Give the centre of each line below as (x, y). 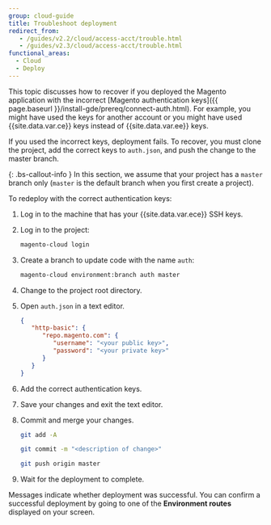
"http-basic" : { (59, 328)
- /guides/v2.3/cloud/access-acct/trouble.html (101, 46)
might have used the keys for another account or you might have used (125, 117)
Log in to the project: (55, 229)
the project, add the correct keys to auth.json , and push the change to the (132, 149)
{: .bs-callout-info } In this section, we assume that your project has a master (135, 174)
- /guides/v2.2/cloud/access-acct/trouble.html (101, 38)
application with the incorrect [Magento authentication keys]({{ (113, 100)
